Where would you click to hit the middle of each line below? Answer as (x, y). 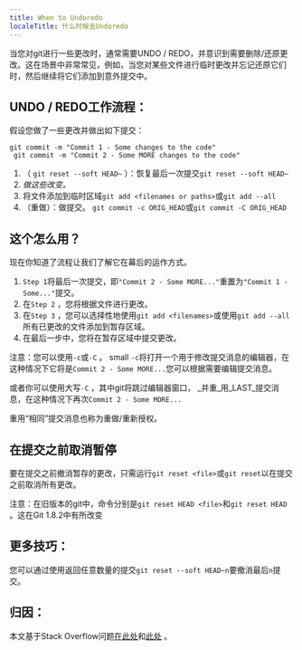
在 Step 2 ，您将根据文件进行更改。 (87, 304)
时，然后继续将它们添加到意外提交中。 (80, 76)
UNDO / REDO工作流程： (78, 106)
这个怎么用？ (45, 239)
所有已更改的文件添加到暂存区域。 (86, 327)
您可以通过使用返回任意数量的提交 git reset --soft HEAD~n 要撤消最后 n (141, 569)
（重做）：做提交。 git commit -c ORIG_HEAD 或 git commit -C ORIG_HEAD (155, 207)
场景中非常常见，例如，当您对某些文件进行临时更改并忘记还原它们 (163, 64)
